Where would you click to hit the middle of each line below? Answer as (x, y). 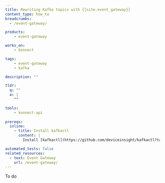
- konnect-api (28, 113)
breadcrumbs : (18, 19)
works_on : (15, 46)
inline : (17, 126)
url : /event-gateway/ (36, 162)
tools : (12, 108)
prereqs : (14, 122)
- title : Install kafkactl (41, 131)
